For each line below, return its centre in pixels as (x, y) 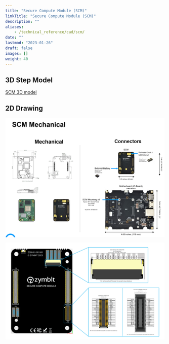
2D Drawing (24, 108)
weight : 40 (17, 59)
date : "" (14, 38)
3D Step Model (29, 80)
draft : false (19, 48)
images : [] (17, 53)
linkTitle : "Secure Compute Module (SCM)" (51, 16)
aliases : (14, 27)
